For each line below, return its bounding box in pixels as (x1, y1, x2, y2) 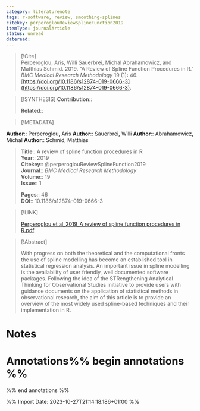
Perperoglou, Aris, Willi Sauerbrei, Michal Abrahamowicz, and (20, 59, 172, 66)
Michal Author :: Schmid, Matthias (6, 137, 89, 143)
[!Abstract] (20, 238, 48, 245)
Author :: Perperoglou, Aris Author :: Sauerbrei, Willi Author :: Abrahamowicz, (6, 130, 193, 137)
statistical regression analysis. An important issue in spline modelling (20, 263, 190, 269)
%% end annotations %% (6, 387, 70, 394)
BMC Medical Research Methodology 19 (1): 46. (20, 72, 138, 78)
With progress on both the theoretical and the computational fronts (20, 250, 185, 257)
